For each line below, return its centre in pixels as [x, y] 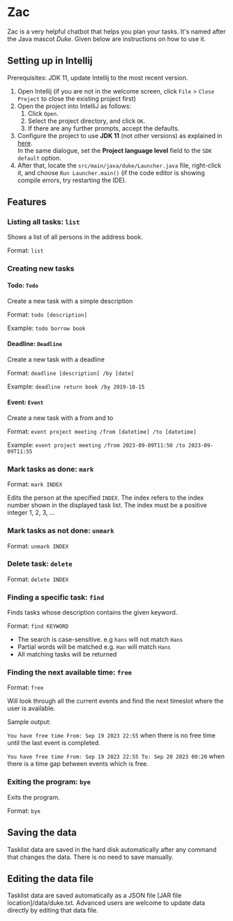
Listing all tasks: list [44, 222]
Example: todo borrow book [46, 328]
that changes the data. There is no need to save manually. [90, 857]
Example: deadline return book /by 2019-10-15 [76, 386]
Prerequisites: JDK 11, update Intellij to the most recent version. [98, 77]
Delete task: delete [40, 564]
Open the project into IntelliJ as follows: [74, 106]
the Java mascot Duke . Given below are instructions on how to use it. [107, 38]
